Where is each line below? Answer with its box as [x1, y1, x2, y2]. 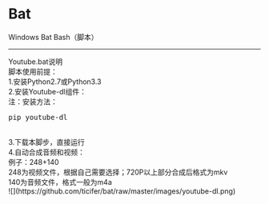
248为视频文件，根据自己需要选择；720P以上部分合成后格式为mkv [8, 167, 228, 177]
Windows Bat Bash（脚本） [8, 32, 98, 42]
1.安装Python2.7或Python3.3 [8, 77, 102, 86]
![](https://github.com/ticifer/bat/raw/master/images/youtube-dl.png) [8, 186, 236, 196]
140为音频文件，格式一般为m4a [8, 177, 112, 186]
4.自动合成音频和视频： [8, 147, 86, 157]
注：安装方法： [8, 97, 58, 106]
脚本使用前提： [8, 66, 58, 76]
